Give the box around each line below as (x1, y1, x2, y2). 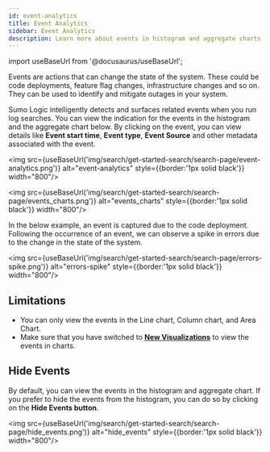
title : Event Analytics (8, 19, 89, 27)
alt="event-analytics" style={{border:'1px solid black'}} (62, 163, 245, 174)
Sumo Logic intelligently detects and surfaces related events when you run (8, 105, 256, 115)
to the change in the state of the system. (8, 237, 143, 247)
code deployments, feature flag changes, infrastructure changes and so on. (8, 81, 260, 90)
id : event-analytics (8, 11, 78, 20)
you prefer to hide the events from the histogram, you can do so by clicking (8, 394, 259, 404)
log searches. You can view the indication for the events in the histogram (8, 114, 251, 123)
